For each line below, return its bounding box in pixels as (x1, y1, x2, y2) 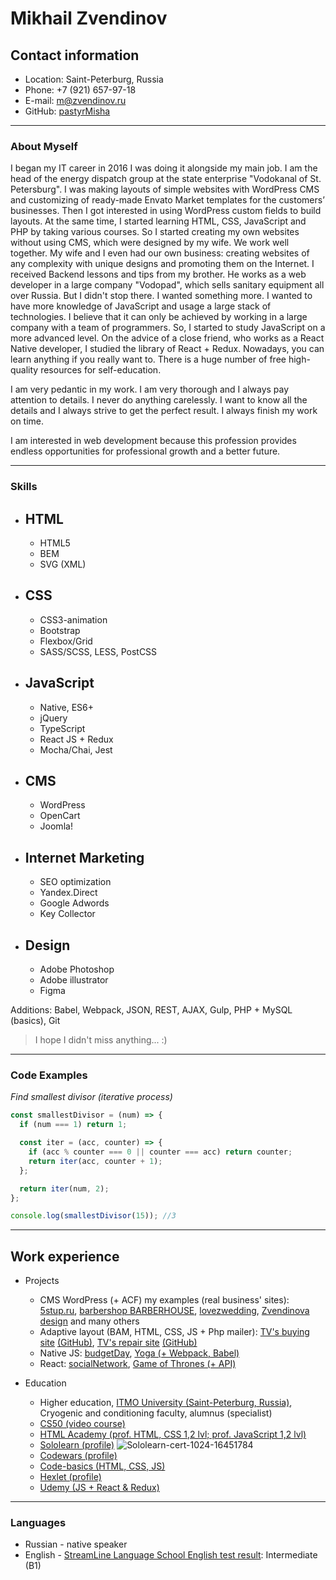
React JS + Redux (39, 733, 114, 745)
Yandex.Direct (39, 887, 98, 899)
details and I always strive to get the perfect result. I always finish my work (10, 405, 318, 417)
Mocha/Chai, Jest (39, 743, 113, 756)
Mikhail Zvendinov (10, 7, 168, 30)
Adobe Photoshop (39, 963, 115, 976)
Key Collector (39, 908, 96, 920)
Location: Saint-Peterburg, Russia (24, 73, 164, 85)
